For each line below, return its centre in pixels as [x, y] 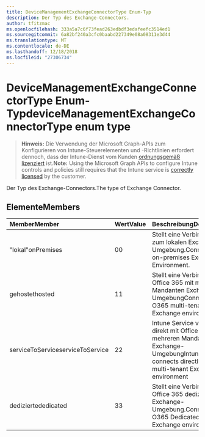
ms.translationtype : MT [37, 40]
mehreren [166, 339]
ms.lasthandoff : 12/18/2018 [42, 52]
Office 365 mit [173, 283]
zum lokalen [170, 242]
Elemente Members [43, 207]
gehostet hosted [32, 294]
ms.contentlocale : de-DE [38, 46]
